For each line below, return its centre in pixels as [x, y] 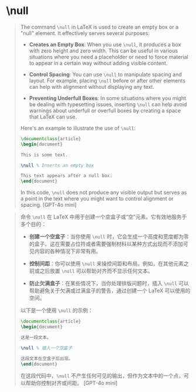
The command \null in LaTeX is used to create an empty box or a [99, 27]
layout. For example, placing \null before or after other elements [107, 81]
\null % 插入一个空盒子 [46, 348]
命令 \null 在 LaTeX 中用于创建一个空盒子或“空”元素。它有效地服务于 [104, 217]
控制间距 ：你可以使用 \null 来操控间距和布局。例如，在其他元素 [106, 263]
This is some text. [44, 155]
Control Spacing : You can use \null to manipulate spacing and [106, 74]
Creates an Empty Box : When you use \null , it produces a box [105, 44]
